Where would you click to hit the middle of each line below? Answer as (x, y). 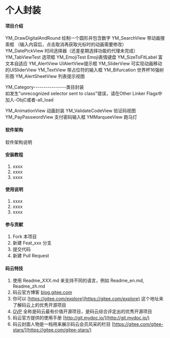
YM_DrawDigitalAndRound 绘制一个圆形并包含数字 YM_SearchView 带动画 (83, 38)
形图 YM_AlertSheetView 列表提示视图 (45, 76)
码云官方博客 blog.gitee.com (42, 292)
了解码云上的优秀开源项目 (39, 305)
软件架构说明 (19, 142)
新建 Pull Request (31, 256)
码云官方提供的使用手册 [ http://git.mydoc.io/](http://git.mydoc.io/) (81, 318)
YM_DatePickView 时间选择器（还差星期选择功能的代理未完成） (72, 51)
